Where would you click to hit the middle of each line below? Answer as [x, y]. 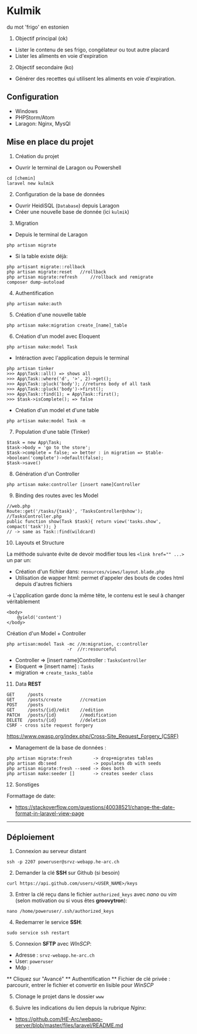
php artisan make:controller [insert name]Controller [74, 484]
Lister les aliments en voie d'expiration [61, 56]
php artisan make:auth [34, 304]
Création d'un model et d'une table [57, 410]
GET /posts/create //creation [57, 700]
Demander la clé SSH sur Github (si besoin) [68, 873]
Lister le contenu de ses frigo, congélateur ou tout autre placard [92, 49]
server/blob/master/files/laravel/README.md [69, 1025]
